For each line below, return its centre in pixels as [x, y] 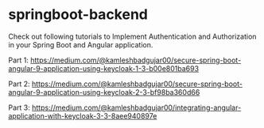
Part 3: [19, 107]
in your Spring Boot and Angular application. [81, 44]
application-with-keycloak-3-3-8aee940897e [83, 115]
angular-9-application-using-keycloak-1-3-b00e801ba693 [104, 68]
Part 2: [19, 84]
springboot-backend [78, 15]
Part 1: [19, 60]
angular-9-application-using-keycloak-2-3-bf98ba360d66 [104, 92]
